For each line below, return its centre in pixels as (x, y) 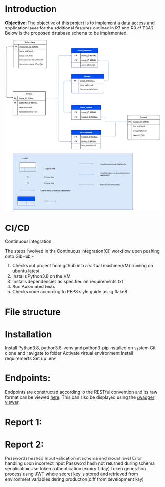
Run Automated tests (33, 286)
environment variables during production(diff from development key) (74, 479)
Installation (28, 334)
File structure (33, 312)
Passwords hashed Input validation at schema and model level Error (74, 458)
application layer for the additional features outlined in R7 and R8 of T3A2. (80, 28)
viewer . (12, 402)
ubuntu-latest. (26, 271)
